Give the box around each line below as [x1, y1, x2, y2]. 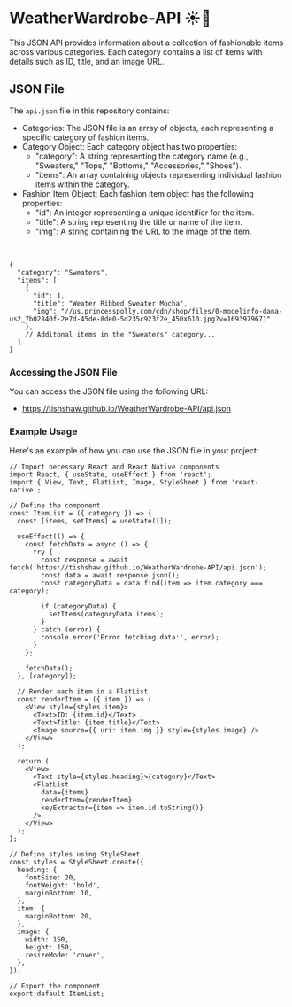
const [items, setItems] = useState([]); [17, 517, 173, 526]
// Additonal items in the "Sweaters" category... [25, 329, 216, 339]
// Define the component [9, 501, 101, 510]
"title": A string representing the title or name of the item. [35, 216, 243, 227]
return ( [17, 757, 50, 766]
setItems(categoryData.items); [48, 610, 165, 619]
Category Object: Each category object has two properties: [21, 141, 238, 151]
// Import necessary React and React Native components [9, 462, 219, 472]
